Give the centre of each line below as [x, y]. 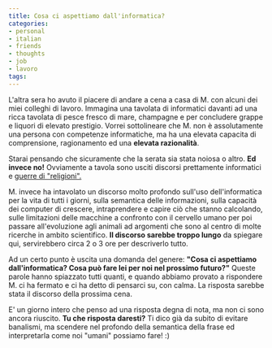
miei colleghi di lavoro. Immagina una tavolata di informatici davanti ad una [133, 108]
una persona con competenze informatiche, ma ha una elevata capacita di [132, 134]
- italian [25, 39]
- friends [25, 46]
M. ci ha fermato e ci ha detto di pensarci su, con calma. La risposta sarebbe [136, 285]
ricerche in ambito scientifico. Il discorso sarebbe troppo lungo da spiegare [136, 235]
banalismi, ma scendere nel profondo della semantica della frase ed [122, 327]
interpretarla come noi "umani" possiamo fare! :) [89, 335]
